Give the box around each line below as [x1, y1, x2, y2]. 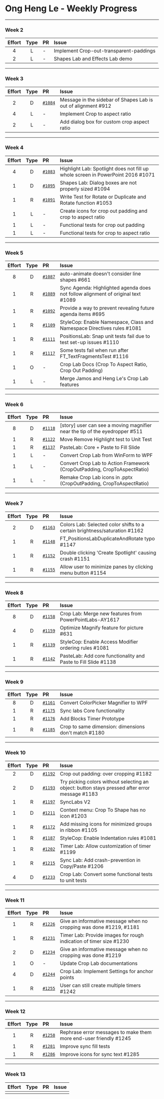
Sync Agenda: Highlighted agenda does [60, 285, 151, 292]
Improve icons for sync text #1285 [60, 1051, 140, 1058]
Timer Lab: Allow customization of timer [60, 842, 151, 849]
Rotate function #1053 [60, 199, 112, 206]
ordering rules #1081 [60, 645, 109, 652]
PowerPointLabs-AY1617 [60, 616, 120, 623]
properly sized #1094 [60, 185, 110, 192]
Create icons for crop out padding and [60, 207, 147, 214]
